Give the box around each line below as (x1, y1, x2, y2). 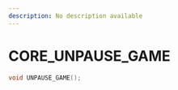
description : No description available (8, 11, 143, 20)
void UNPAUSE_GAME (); (8, 74, 82, 82)
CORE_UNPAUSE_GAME (8, 46, 172, 65)
